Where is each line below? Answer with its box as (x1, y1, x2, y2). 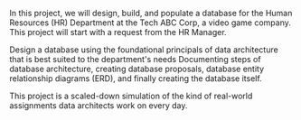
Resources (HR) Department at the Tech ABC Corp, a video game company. (9, 17, 292, 28)
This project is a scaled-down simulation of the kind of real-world (9, 90, 253, 101)
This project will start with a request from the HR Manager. (9, 27, 228, 37)
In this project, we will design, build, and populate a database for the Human (9, 8, 293, 18)
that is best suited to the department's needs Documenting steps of (9, 54, 261, 64)
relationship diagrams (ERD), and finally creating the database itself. (9, 73, 262, 84)
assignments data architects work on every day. (9, 100, 188, 111)
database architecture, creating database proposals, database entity (9, 63, 265, 74)
